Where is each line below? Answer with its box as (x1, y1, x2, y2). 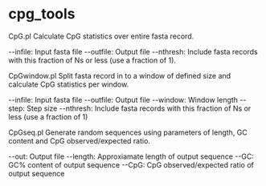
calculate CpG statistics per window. (8, 79, 129, 89)
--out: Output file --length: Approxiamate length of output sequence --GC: (8, 152, 255, 161)
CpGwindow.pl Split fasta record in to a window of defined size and (8, 71, 231, 80)
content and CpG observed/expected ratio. (8, 135, 151, 145)
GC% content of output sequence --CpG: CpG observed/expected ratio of (8, 160, 255, 169)
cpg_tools (8, 5, 76, 23)
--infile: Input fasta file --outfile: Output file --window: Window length (8, 95, 239, 104)
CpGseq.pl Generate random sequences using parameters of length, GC (8, 127, 248, 137)
